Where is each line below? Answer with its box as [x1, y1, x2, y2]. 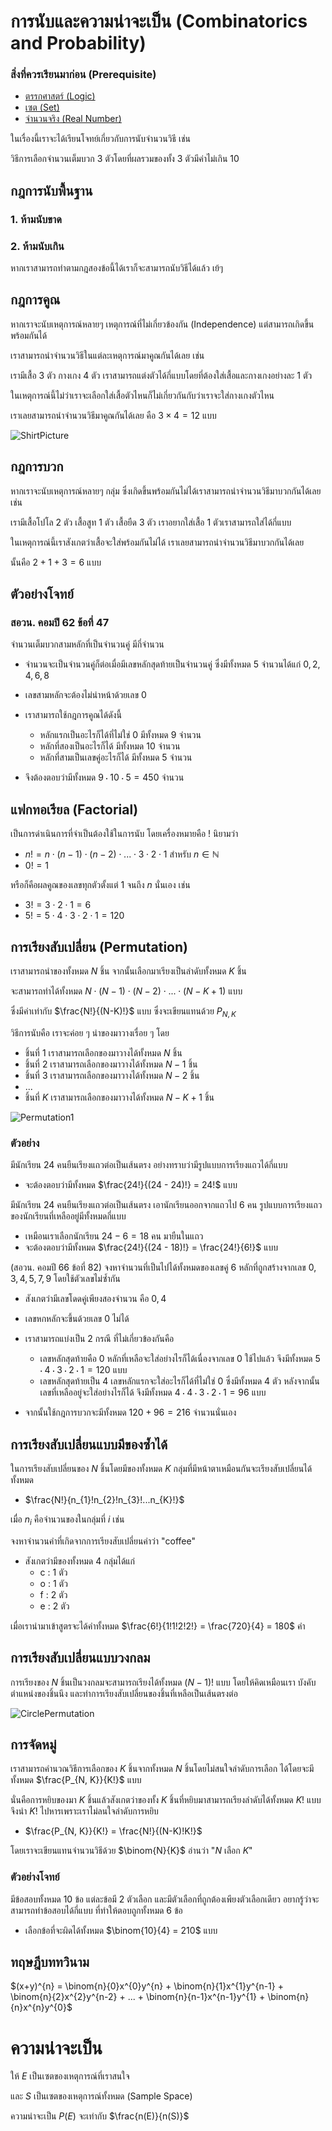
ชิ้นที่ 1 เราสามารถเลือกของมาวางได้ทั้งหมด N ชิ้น [24, 1046, 183, 1059]
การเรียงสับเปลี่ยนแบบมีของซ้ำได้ [10, 1436, 168, 1453]
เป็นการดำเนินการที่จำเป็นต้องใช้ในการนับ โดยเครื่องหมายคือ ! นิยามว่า [10, 828, 239, 840]
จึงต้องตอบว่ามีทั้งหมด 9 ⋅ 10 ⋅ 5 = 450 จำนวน [24, 771, 185, 784]
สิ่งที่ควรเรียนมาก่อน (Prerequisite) [10, 68, 157, 82]
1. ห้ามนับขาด [10, 212, 62, 226]
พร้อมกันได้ [10, 329, 48, 341]
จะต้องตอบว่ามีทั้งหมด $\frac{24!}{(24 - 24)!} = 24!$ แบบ [24, 1179, 238, 1191]
